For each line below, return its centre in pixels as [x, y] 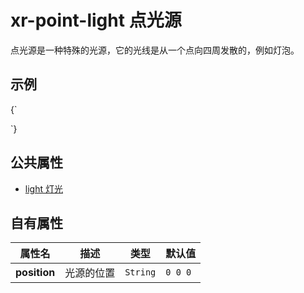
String [140, 272]
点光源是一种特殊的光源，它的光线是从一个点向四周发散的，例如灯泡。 [155, 50]
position [35, 273]
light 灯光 [43, 188]
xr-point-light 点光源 [96, 20]
